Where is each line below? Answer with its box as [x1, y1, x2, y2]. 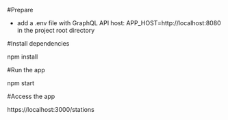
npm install [7, 52, 38, 61]
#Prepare [7, 6, 34, 14]
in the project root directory [16, 27, 95, 34]
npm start [7, 79, 35, 87]
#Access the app [7, 92, 55, 100]
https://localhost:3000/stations [7, 106, 94, 113]
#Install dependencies [7, 40, 70, 47]
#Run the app [7, 66, 46, 74]
